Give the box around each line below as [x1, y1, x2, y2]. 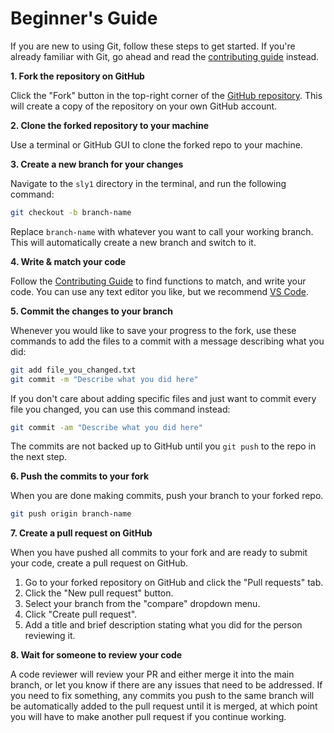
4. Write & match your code [10, 255, 127, 267]
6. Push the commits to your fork [10, 470, 150, 482]
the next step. [10, 451, 68, 463]
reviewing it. [24, 630, 76, 642]
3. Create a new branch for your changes [10, 158, 184, 170]
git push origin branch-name [10, 509, 132, 519]
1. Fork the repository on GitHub [10, 70, 145, 82]
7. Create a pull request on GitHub [10, 527, 153, 539]
